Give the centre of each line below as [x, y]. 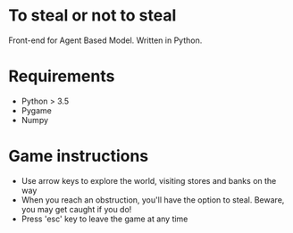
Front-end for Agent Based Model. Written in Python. [105, 40]
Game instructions [79, 156]
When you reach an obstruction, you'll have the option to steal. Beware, [153, 200]
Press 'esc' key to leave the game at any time [105, 219]
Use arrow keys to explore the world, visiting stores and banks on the [149, 180]
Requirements [62, 76]
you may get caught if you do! [76, 209]
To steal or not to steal [92, 16]
